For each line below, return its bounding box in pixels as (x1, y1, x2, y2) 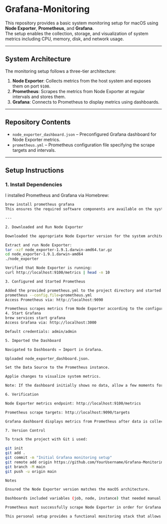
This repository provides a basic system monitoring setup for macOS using (5, 20, 159, 26)
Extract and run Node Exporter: (5, 242, 72, 247)
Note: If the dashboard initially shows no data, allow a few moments (5, 383, 155, 388)
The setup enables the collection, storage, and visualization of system (5, 30, 149, 36)
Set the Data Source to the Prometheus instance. (5, 365, 110, 370)
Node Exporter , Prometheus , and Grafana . (5, 25, 94, 31)
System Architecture (5, 55, 71, 63)
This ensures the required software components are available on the (5, 207, 153, 212)
